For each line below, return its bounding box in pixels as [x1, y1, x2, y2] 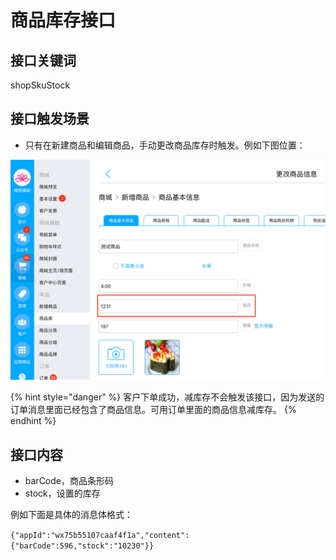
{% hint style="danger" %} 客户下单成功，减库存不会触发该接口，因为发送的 [10, 391, 325, 403]
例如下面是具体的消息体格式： [10, 509, 133, 521]
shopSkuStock [10, 79, 71, 91]
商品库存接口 [10, 9, 117, 32]
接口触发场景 [10, 111, 90, 128]
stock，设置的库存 [24, 487, 101, 500]
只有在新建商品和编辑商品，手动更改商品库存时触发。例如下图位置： [24, 139, 306, 151]
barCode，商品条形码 [24, 475, 114, 487]
